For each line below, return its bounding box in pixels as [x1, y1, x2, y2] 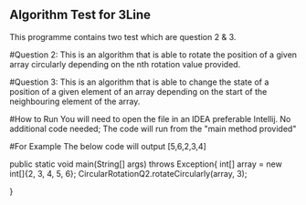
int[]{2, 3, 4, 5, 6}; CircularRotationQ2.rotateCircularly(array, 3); [9, 168, 248, 179]
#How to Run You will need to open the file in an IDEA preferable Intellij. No [9, 113, 291, 124]
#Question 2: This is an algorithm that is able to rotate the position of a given [9, 49, 298, 60]
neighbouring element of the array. [9, 96, 141, 107]
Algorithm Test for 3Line [9, 7, 152, 23]
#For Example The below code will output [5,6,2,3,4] [9, 140, 207, 151]
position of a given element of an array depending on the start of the [9, 86, 268, 97]
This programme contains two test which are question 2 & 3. [9, 31, 237, 42]
